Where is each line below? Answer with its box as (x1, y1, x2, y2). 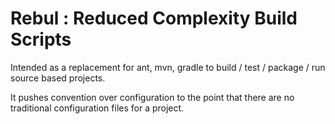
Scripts (10, 28, 72, 51)
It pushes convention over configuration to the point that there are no (10, 91, 295, 103)
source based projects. (10, 72, 106, 84)
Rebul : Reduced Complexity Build (10, 7, 298, 30)
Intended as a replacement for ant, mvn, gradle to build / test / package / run (10, 61, 326, 73)
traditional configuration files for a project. (10, 102, 185, 114)
